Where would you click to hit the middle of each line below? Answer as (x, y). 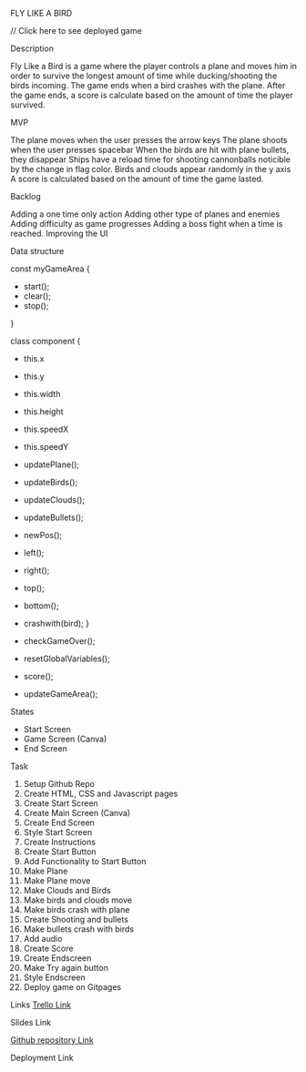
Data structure (37, 251)
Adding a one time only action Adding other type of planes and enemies (145, 214)
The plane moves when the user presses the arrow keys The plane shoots (149, 140)
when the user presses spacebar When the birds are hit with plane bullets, (150, 150)
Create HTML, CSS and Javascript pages (101, 793)
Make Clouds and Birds (67, 890)
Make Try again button (66, 968)
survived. (28, 105)
